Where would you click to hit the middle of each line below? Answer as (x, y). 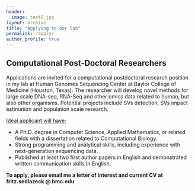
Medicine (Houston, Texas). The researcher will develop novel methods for (97, 90)
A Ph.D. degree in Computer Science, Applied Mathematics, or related (100, 132)
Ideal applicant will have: (36, 120)
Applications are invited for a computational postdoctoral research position (97, 77)
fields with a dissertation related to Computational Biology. (86, 138)
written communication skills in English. (63, 163)
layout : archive (26, 23)
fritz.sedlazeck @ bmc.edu (40, 181)
